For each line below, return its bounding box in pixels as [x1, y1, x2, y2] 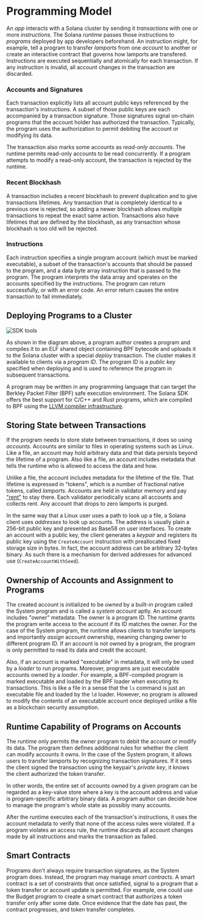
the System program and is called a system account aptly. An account [6, 607, 182, 615]
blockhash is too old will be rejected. [6, 224, 99, 232]
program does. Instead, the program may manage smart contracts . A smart [6, 873, 195, 880]
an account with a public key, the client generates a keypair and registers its [6, 531, 197, 539]
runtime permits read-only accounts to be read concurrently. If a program [6, 150, 191, 157]
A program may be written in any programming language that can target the [6, 383, 196, 390]
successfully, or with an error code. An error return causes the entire [6, 286, 179, 293]
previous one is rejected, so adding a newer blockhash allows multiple [6, 205, 183, 212]
